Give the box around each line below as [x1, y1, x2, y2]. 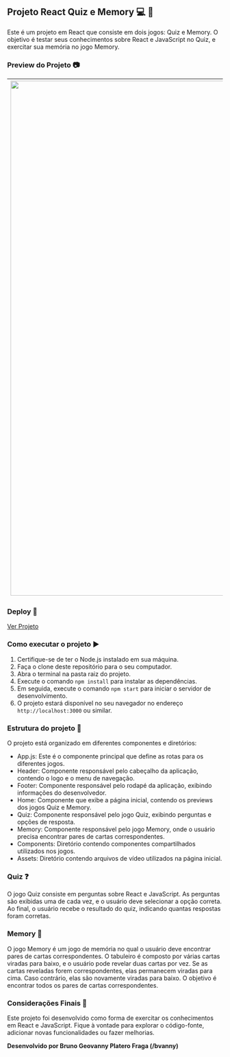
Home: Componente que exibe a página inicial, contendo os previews [16, 796, 214, 804]
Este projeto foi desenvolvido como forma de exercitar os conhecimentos [7, 1014, 214, 1022]
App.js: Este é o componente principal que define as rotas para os [16, 752, 204, 760]
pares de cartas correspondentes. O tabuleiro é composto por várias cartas [7, 952, 220, 960]
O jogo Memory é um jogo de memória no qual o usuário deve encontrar [7, 944, 211, 953]
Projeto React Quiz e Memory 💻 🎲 [7, 6, 154, 18]
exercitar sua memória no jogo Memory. [7, 43, 120, 51]
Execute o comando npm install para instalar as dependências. [16, 677, 197, 685]
